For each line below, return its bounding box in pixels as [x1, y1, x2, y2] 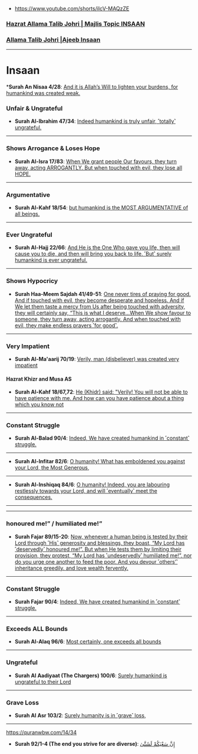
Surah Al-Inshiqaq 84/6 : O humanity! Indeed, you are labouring [14, 481, 170, 488]
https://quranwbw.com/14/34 [6, 729, 77, 736]
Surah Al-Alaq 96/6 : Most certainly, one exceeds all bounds [14, 638, 161, 645]
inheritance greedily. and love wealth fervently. [14, 564, 128, 571]
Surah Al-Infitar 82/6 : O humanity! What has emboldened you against [14, 458, 186, 465]
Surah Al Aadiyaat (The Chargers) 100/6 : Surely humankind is [14, 672, 167, 679]
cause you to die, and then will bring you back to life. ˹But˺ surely [14, 251, 172, 258]
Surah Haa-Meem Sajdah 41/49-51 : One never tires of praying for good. [14, 290, 191, 297]
